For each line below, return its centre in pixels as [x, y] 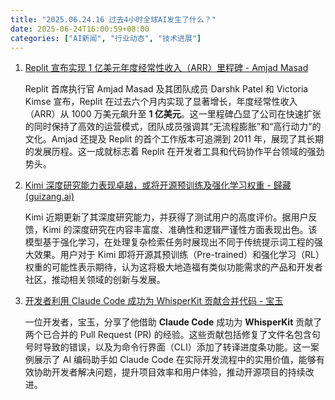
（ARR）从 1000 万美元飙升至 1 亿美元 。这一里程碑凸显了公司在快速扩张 [173, 114]
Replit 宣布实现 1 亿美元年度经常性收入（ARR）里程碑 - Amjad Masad [166, 68]
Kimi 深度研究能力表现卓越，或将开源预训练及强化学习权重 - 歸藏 [158, 185]
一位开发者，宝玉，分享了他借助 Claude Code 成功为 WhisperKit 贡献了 [173, 322]
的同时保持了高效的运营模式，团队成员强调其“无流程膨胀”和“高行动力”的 [173, 127]
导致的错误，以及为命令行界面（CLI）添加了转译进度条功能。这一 [176, 347]
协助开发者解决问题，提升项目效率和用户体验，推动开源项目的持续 [169, 372]
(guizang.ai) [49, 197]
